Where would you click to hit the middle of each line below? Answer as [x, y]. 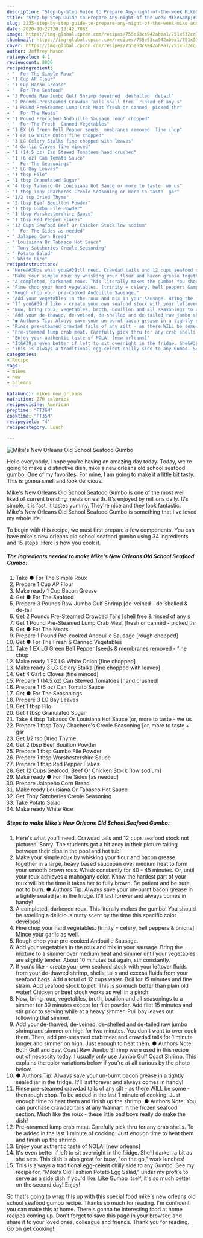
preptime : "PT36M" [30, 411]
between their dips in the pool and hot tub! [68, 851]
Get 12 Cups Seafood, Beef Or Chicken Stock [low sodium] [88, 770]
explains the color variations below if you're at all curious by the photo [103, 1063]
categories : [22, 355]
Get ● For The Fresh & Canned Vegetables [69, 642]
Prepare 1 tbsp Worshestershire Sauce [63, 758]
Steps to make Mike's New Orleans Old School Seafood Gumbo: [89, 823]
